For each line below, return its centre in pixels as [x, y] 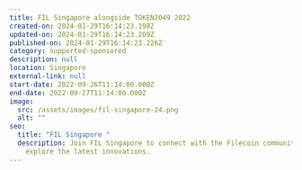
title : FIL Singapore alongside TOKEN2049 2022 [100, 18]
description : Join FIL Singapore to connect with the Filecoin [138, 143]
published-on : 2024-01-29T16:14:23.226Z [86, 43]
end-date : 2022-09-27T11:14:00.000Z [78, 93]
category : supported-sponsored [68, 51]
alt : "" [32, 118]
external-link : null [48, 76]
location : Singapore [48, 68]
